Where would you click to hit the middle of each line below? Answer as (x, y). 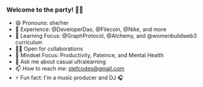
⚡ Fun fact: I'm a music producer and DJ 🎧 (69, 78)
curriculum (29, 43)
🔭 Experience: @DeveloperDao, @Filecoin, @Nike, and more (91, 29)
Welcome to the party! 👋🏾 (45, 10)
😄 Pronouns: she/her (42, 23)
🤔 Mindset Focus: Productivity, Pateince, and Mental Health (89, 55)
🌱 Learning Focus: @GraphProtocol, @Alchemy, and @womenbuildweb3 (106, 36)
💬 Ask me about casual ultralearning (60, 62)
